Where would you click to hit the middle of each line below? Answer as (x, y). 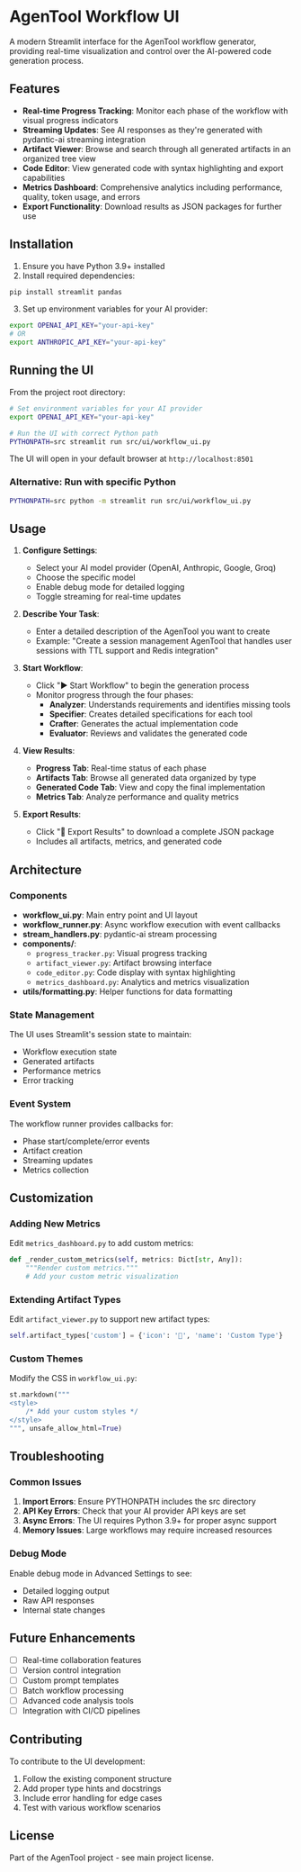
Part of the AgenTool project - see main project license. (111, 1858)
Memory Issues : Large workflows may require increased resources (147, 1530)
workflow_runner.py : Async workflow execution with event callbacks (151, 925)
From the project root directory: (67, 392)
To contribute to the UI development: (77, 1761)
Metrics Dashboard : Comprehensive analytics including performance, (152, 187)
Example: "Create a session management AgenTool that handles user (164, 641)
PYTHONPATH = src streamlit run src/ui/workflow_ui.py (110, 442)
